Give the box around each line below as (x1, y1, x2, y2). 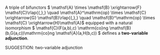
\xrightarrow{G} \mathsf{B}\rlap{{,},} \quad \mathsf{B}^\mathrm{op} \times (5, 15, 155, 20)
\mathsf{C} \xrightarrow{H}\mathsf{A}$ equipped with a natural (5, 20, 133, 26)
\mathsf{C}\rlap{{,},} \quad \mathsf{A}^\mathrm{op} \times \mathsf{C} (5, 10, 146, 15)
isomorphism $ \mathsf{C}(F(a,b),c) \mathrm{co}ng (5, 25, 109, 31)
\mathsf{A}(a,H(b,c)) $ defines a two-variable (55, 30, 148, 36)
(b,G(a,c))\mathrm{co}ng (5, 30, 55, 36)
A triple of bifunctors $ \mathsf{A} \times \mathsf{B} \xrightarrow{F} (5, 5, 142, 10)
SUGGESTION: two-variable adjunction (5, 45, 83, 50)
